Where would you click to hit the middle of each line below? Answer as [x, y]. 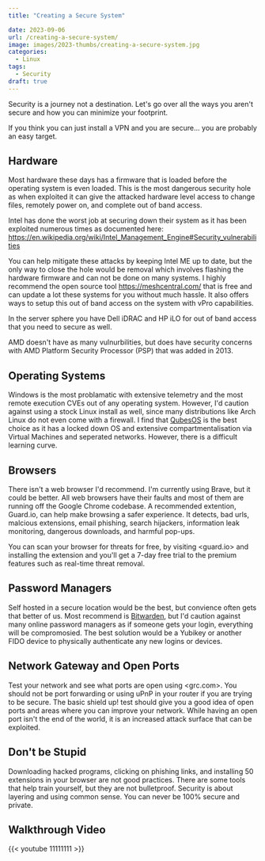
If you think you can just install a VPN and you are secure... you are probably [132, 128]
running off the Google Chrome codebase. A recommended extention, [122, 506]
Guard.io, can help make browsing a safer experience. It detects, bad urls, [129, 515]
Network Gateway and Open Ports [94, 666]
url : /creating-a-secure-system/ [63, 37]
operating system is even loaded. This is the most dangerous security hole [130, 189]
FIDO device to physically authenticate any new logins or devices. [115, 641]
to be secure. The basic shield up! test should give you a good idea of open [131, 702]
